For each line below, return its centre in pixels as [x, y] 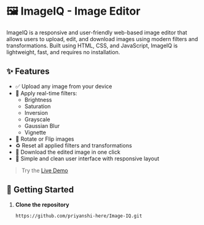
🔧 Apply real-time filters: [46, 93]
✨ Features [28, 72]
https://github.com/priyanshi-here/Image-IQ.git [79, 216]
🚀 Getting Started [40, 190]
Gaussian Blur [42, 125]
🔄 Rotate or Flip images [45, 139]
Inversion [36, 112]
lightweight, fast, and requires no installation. [63, 52]
